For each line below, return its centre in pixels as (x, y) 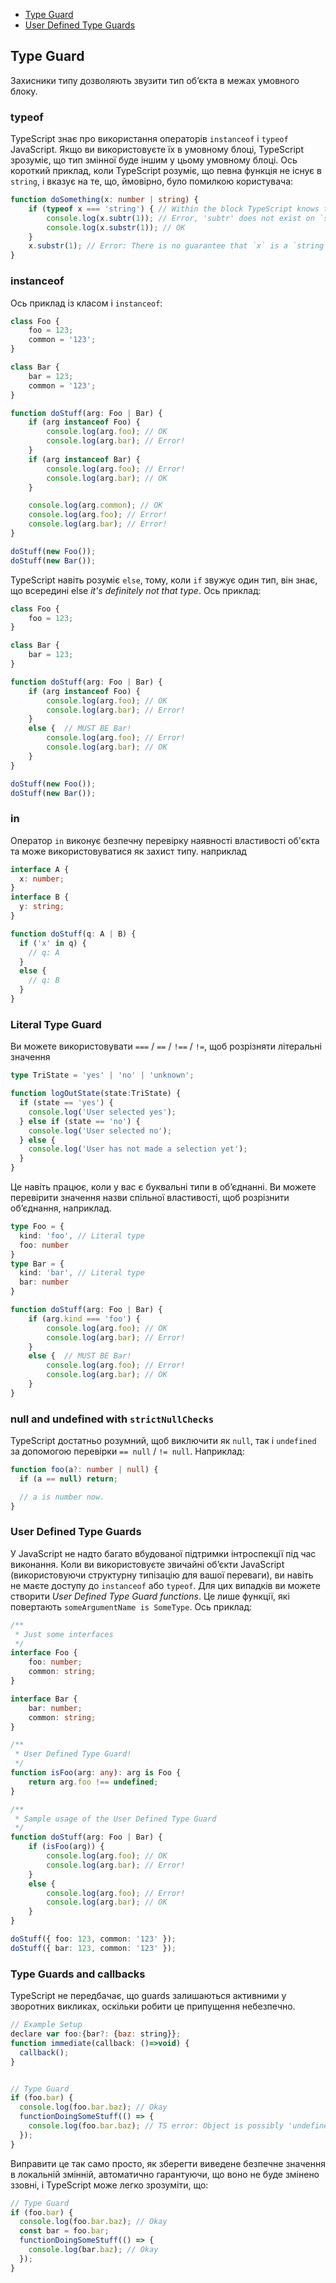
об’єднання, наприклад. (61, 1208)
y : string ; (42, 907)
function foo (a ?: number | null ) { (84, 1470)
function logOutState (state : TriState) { (96, 1094)
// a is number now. (62, 1497)
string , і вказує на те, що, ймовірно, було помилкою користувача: (152, 181)
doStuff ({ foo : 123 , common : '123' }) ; (93, 1939)
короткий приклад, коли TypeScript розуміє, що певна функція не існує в (166, 171)
